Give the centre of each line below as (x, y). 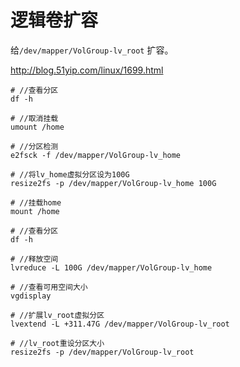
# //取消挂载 (34, 118)
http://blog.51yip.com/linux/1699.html (87, 70)
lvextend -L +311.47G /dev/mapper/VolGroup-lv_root (120, 324)
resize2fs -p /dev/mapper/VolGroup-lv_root (102, 352)
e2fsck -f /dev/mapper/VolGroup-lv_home (96, 155)
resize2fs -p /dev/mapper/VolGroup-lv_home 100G (113, 183)
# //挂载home (36, 202)
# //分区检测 (34, 146)
